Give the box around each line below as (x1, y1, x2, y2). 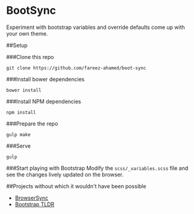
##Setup (6, 42, 28, 49)
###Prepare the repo (6, 120, 58, 127)
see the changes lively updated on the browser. (6, 171, 124, 178)
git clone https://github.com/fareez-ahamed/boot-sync (6, 65, 147, 71)
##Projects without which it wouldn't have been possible (6, 182, 147, 190)
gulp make (6, 131, 31, 137)
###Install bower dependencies (6, 75, 85, 83)
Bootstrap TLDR (14, 200, 55, 208)
